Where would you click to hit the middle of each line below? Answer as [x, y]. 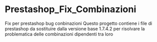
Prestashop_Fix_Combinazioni [71, 9]
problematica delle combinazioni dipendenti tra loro [59, 34]
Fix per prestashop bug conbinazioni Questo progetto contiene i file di [78, 23]
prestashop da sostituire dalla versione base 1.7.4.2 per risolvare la [75, 28]
